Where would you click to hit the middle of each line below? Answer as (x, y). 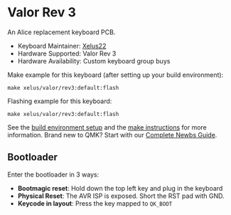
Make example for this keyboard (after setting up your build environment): (116, 75)
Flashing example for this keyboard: (60, 101)
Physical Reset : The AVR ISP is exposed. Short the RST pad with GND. (121, 196)
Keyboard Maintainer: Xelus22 (62, 46)
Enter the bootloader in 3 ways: (53, 174)
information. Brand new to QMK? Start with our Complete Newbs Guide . (112, 135)
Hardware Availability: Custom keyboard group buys (94, 61)
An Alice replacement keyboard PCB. (61, 32)
